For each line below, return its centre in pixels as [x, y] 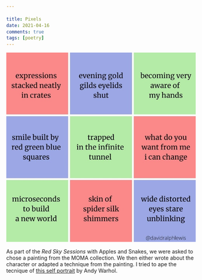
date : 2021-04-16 [28, 25]
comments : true [25, 32]
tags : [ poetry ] [25, 38]
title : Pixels [24, 19]
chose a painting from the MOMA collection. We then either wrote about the [100, 258]
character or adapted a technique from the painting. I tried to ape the [91, 264]
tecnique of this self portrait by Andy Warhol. [62, 271]
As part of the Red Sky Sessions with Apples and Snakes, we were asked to [100, 252]
